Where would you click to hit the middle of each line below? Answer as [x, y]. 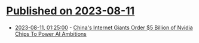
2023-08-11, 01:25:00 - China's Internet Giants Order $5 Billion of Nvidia [104, 27]
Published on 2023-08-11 [71, 11]
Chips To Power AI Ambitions [50, 33]
